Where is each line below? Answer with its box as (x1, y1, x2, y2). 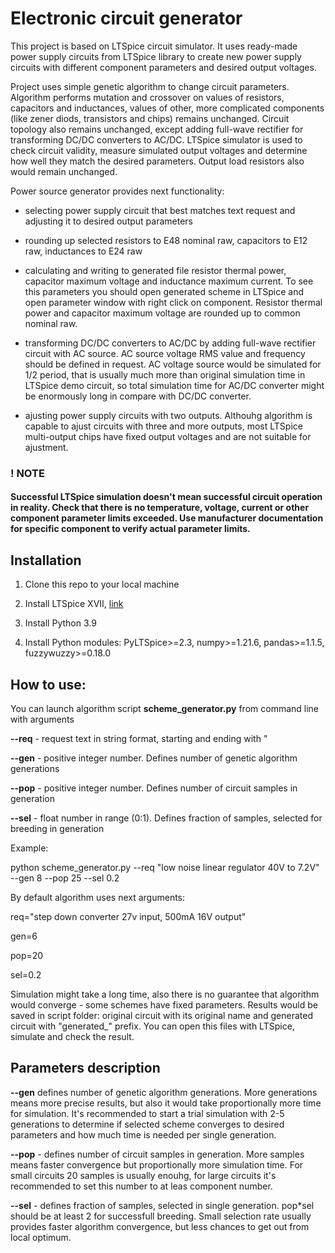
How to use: (10, 676, 87, 693)
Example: (10, 842, 49, 854)
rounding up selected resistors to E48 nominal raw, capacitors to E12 (24, 234, 308, 246)
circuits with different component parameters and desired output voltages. (10, 61, 317, 73)
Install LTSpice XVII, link (24, 598, 124, 610)
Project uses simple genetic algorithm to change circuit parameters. (10, 80, 290, 92)
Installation (10, 552, 82, 569)
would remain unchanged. (10, 165, 118, 177)
